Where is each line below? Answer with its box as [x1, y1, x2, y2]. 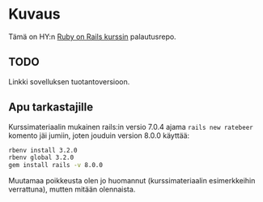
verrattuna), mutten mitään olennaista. [8, 184, 136, 195]
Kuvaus [8, 5, 61, 24]
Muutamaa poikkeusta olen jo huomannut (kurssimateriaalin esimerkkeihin [8, 176, 256, 186]
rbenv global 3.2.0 [8, 153, 74, 162]
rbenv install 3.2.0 [8, 146, 78, 154]
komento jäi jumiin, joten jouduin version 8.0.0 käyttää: [8, 131, 190, 140]
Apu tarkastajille [8, 101, 94, 114]
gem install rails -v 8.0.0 [8, 161, 104, 170]
